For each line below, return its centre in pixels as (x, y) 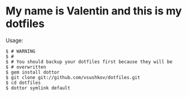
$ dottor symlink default (38, 88)
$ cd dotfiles (23, 83)
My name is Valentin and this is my (94, 11)
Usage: (14, 40)
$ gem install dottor (33, 72)
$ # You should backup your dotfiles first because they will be (89, 62)
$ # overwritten (26, 67)
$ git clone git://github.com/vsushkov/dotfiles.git (73, 77)
